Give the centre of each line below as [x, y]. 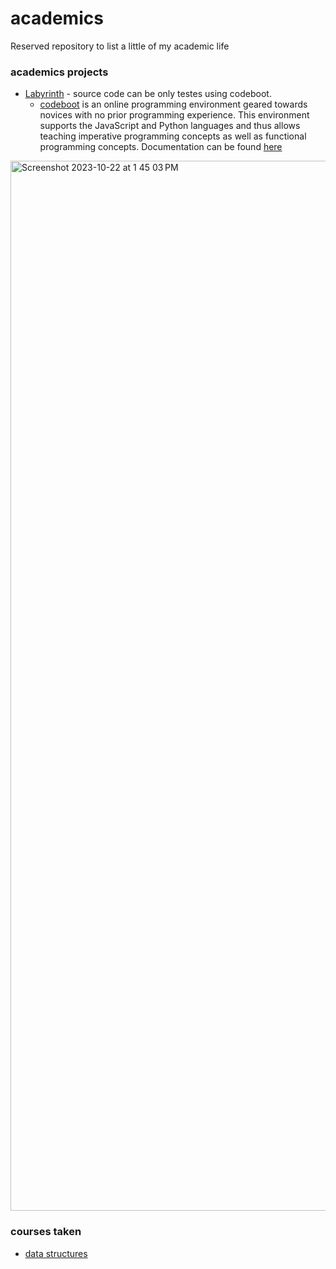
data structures [56, 1253]
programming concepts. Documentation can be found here [161, 147]
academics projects [59, 72]
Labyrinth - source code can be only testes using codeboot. [148, 94]
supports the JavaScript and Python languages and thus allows [170, 126]
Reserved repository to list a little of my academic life [120, 46]
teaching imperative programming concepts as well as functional [173, 136]
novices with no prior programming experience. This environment [174, 115]
